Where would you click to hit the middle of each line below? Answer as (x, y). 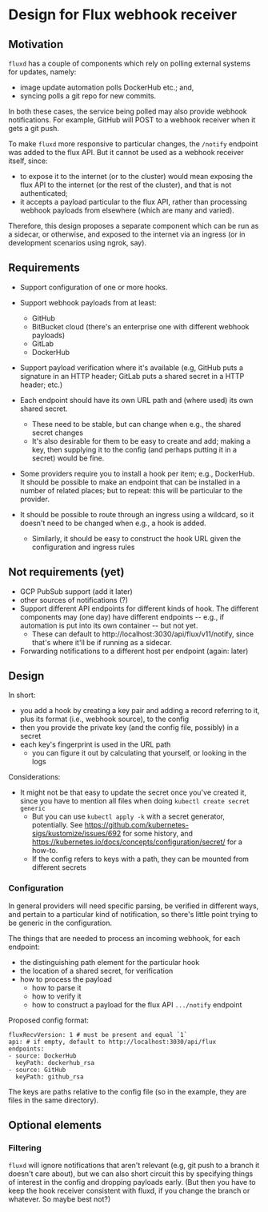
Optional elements (55, 1125)
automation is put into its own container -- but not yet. (109, 625)
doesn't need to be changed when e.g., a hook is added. (113, 523)
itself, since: (28, 161)
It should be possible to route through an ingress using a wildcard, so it (137, 514)
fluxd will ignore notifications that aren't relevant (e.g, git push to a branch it (134, 1166)
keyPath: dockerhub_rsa (55, 1062)
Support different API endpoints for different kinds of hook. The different (139, 608)
